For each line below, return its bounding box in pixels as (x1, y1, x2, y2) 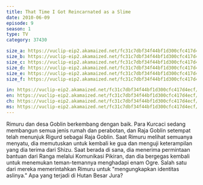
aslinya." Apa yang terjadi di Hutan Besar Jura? (6, 172, 123, 179)
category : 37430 (6, 37, 47, 43)
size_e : (6, 70, 26, 76)
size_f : (6, 76, 26, 82)
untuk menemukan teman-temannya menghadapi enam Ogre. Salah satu (6, 158, 187, 166)
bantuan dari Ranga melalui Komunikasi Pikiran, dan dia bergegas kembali (6, 152, 190, 160)
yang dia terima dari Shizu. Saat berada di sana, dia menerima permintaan (6, 146, 190, 153)
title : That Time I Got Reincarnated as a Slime (6, 8, 131, 15)
